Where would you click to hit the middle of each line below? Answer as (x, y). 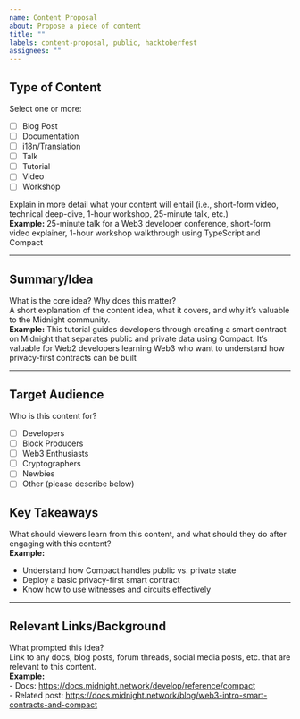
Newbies (38, 474)
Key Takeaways (54, 513)
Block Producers (53, 443)
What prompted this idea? (57, 647)
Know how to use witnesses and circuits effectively (117, 590)
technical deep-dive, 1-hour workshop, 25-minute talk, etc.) (119, 214)
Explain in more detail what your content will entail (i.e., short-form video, (144, 205)
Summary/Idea (51, 279)
